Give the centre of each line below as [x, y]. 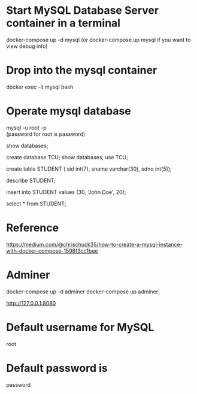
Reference [32, 228]
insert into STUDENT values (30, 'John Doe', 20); [66, 192]
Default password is [57, 368]
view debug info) [27, 46]
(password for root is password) [46, 134]
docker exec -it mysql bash [40, 87]
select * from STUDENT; [36, 204]
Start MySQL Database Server [83, 10]
